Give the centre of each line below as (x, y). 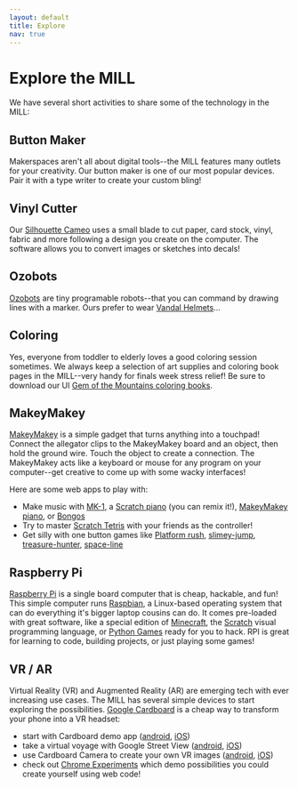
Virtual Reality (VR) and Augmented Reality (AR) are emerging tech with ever (149, 691)
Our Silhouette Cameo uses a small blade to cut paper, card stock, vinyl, (141, 229)
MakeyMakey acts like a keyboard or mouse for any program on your (135, 462)
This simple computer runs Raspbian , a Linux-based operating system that (146, 603)
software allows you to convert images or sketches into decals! (125, 248)
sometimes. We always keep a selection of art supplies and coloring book (144, 366)
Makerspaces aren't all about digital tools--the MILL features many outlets (145, 162)
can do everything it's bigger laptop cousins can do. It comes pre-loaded (143, 613)
